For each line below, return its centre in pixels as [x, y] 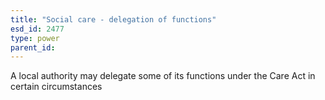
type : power [35, 38]
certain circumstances [56, 87]
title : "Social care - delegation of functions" [113, 19]
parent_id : [33, 47]
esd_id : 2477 [37, 29]
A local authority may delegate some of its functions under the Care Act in [163, 76]
